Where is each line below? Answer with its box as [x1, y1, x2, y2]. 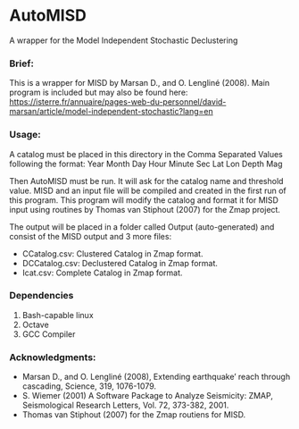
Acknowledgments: [9, 350, 96, 363]
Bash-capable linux [21, 309, 94, 320]
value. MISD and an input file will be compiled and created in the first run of [9, 185, 287, 196]
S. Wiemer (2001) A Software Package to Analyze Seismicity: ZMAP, [21, 391, 274, 401]
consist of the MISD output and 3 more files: [9, 231, 172, 241]
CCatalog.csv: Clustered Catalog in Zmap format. [21, 248, 203, 259]
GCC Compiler [21, 328, 76, 340]
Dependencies [9, 290, 74, 302]
